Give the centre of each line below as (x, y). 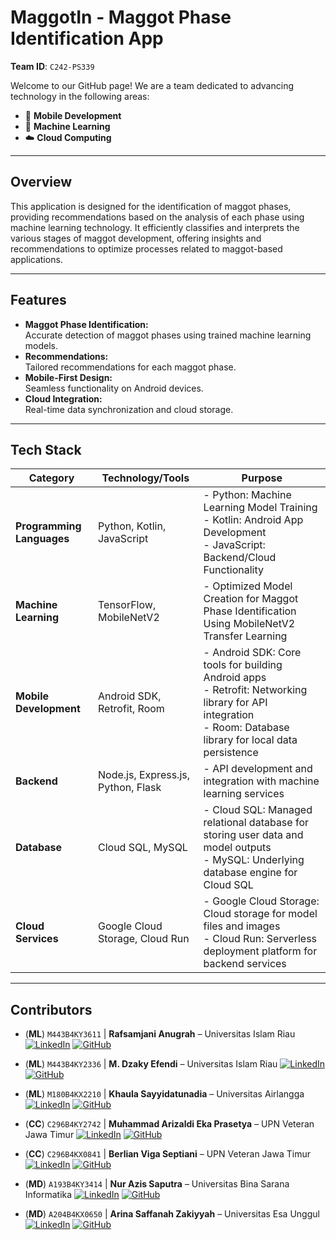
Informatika (48, 1195)
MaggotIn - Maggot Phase (121, 17)
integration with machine (261, 781)
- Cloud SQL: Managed (258, 810)
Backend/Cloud (240, 558)
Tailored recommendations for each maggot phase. (130, 367)
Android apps (235, 678)
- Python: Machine (247, 495)
